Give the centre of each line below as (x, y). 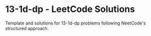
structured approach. (27, 28)
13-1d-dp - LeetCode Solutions (70, 9)
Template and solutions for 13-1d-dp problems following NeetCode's (75, 23)
